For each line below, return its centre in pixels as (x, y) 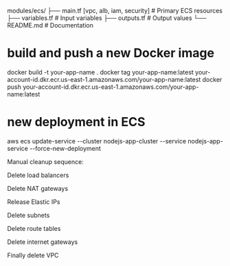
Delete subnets (28, 215)
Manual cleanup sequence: (45, 161)
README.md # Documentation (50, 25)
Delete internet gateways (43, 242)
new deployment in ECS (76, 122)
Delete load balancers (38, 175)
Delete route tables (34, 228)
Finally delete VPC (33, 255)
